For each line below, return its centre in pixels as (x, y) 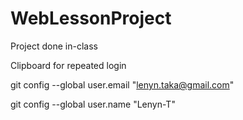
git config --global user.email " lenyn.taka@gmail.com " (122, 84)
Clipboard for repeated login (68, 65)
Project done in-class (54, 46)
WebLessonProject (91, 18)
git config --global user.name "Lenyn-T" (93, 104)
